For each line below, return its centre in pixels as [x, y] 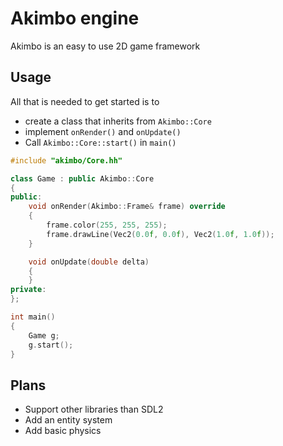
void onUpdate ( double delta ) [89, 262]
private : [28, 290]
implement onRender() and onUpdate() [103, 131]
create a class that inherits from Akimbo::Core [118, 121]
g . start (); [51, 345]
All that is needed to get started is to [85, 101]
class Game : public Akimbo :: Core [82, 178]
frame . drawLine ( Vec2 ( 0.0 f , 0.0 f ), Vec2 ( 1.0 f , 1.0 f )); [160, 234]
